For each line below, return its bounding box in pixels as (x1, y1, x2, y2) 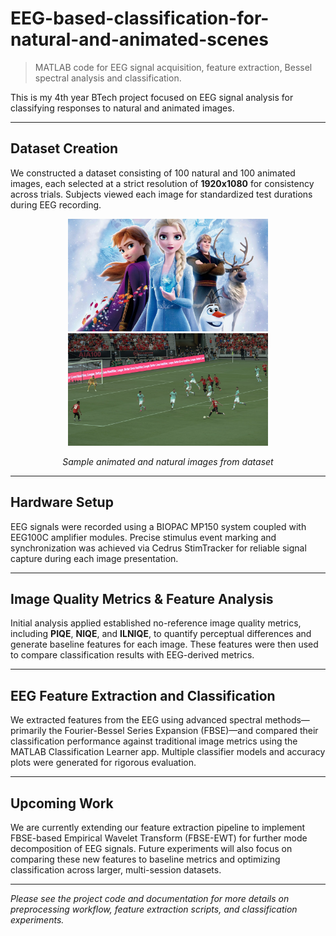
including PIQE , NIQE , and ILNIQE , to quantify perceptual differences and (10, 628, 312, 640)
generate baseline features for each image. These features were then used (10, 638, 319, 651)
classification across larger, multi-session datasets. (10, 864, 222, 876)
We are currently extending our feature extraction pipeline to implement (10, 822, 306, 833)
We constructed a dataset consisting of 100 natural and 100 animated (10, 167, 296, 179)
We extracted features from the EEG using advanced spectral (10, 714, 263, 726)
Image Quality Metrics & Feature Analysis (10, 590, 274, 607)
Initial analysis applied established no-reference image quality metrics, (10, 617, 302, 629)
